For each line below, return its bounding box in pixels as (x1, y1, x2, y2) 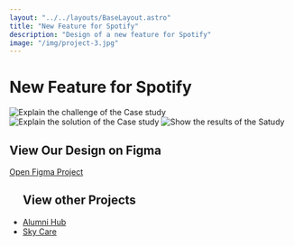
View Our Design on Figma (9, 142, 162, 158)
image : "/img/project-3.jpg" (9, 38, 119, 48)
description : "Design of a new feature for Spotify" (9, 30, 212, 39)
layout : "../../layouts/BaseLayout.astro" (9, 13, 171, 23)
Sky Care (22, 226, 57, 237)
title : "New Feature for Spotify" (9, 22, 140, 31)
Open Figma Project (9, 167, 84, 177)
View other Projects (22, 193, 137, 208)
